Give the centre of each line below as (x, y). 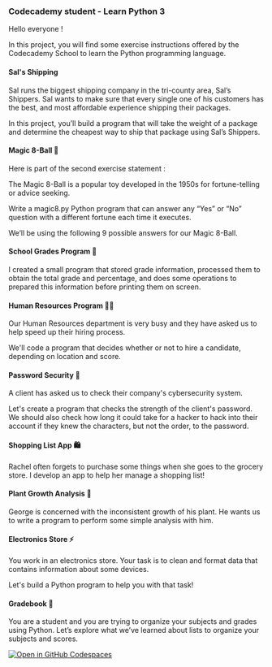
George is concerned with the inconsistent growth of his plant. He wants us (134, 511)
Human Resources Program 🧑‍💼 (61, 305)
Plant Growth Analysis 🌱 (50, 494)
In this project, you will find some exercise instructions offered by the (124, 45)
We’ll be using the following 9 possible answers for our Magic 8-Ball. (123, 232)
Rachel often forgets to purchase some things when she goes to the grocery (136, 466)
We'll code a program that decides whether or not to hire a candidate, (125, 348)
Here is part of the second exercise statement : (87, 168)
